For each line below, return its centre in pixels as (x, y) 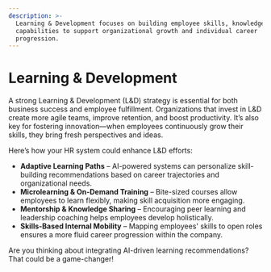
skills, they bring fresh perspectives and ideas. (86, 135)
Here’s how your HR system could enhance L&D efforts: (101, 151)
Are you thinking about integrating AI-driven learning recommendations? (129, 250)
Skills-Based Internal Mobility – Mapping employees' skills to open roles (141, 226)
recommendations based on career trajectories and (134, 175)
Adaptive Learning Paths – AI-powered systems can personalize (128, 166)
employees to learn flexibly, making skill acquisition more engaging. (132, 201)
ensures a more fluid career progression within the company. (121, 235)
